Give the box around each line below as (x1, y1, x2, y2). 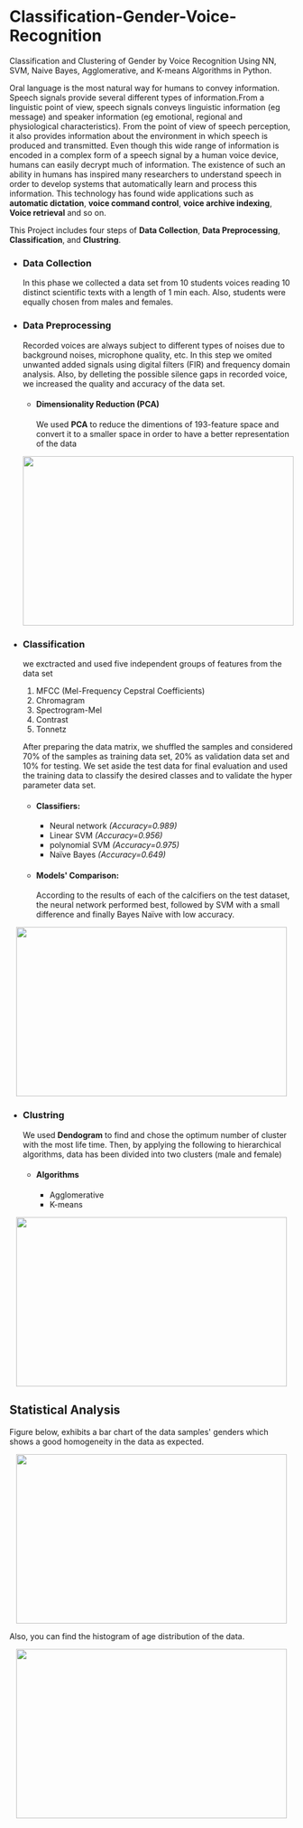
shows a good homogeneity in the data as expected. (9, 1436, 205, 1447)
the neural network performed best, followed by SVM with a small (35, 900, 280, 910)
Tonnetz (35, 724, 67, 735)
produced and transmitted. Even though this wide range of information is (9, 140, 280, 151)
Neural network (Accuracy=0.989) (49, 820, 178, 832)
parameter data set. (22, 779, 96, 791)
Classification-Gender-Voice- (9, 6, 237, 27)
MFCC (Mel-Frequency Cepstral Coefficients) (35, 685, 206, 696)
